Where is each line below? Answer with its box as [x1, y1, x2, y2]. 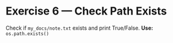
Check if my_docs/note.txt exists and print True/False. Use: [5, 24, 153, 31]
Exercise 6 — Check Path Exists [5, 4, 167, 18]
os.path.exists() [5, 30, 49, 37]
